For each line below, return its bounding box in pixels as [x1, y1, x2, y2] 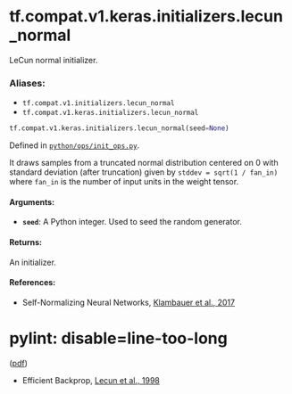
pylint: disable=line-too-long [9, 328, 228, 349]
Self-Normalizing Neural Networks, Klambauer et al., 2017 [21, 297, 235, 308]
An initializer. [9, 257, 56, 267]
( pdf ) [9, 357, 29, 368]
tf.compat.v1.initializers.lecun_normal [21, 99, 175, 108]
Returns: [9, 236, 43, 247]
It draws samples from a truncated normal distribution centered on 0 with [9, 158, 279, 168]
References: [9, 277, 56, 288]
